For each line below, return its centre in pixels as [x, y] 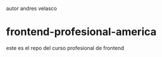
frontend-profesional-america [81, 32]
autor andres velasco [32, 8]
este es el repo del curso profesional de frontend [65, 48]
